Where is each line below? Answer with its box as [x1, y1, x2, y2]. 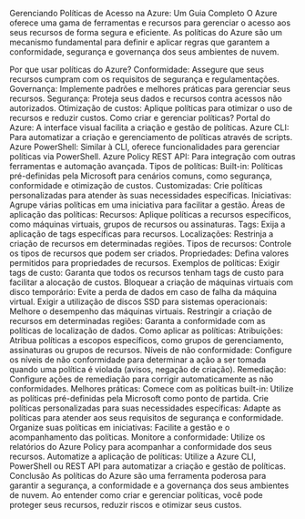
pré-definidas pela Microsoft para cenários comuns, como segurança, [9, 170, 273, 181]
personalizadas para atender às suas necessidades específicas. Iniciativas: [9, 190, 292, 200]
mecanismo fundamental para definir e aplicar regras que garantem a [9, 36, 270, 47]
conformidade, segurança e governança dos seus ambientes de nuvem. [9, 46, 280, 57]
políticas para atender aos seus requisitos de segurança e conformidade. [9, 412, 284, 422]
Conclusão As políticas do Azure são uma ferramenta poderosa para [9, 471, 267, 481]
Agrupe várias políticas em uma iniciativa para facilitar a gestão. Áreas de [9, 199, 285, 210]
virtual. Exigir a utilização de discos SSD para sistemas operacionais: [9, 296, 268, 307]
